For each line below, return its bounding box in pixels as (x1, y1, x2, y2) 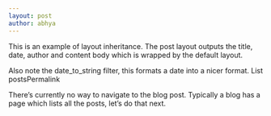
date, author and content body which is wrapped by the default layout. (8, 50, 243, 60)
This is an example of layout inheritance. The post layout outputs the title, (8, 41, 253, 51)
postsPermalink (8, 74, 61, 84)
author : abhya (8, 19, 57, 27)
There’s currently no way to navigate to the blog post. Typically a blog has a (8, 89, 260, 99)
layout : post (8, 11, 53, 20)
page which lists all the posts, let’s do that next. (8, 98, 167, 108)
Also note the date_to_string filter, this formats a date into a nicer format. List (8, 65, 264, 75)
